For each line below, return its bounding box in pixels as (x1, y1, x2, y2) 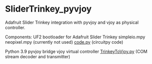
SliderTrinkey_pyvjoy (5, 3, 92, 15)
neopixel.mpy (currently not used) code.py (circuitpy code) (5, 39, 123, 45)
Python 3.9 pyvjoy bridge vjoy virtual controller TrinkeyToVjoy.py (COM (5, 48, 148, 54)
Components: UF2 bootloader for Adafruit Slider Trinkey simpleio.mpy (5, 34, 145, 40)
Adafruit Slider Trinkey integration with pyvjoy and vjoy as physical (5, 19, 139, 25)
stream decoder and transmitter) (5, 53, 71, 59)
